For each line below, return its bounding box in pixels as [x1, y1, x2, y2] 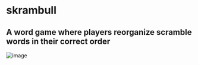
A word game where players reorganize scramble [6, 27, 192, 37]
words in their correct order [6, 36, 111, 46]
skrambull [6, 4, 57, 17]
